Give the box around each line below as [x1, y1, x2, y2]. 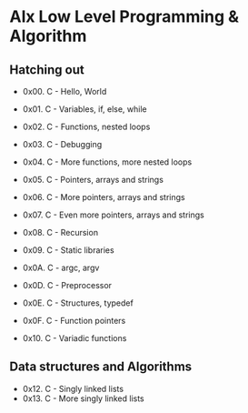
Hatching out [9, 62, 84, 77]
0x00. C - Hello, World [22, 86, 107, 96]
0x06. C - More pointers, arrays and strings [22, 192, 185, 202]
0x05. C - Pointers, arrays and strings [22, 175, 164, 185]
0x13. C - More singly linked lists [22, 393, 144, 404]
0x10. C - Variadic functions [22, 333, 127, 343]
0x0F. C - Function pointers [22, 316, 126, 326]
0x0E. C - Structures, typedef [22, 297, 134, 308]
